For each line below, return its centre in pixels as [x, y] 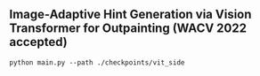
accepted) [39, 42]
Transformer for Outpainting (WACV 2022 [128, 29]
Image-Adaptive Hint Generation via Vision [130, 15]
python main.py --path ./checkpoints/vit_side [97, 62]
